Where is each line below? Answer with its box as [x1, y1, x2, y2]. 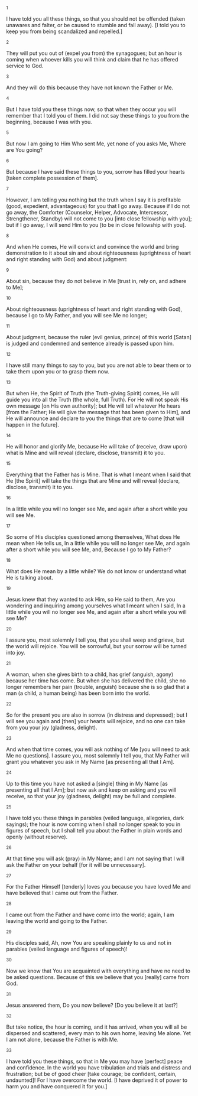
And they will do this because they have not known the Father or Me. [6, 84, 174, 91]
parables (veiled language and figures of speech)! [6, 945, 128, 952]
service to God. [6, 62, 44, 69]
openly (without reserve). [6, 833, 68, 840]
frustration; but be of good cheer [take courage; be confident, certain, [6, 1071, 177, 1077]
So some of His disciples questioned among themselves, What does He [6, 534, 180, 540]
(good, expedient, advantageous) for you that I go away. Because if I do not [6, 203, 190, 209]
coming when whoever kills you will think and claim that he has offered [6, 56, 178, 63]
